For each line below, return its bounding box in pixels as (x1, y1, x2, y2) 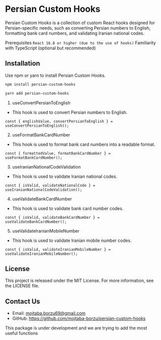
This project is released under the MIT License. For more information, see (5, 277, 154, 284)
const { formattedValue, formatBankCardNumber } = (5, 151, 111, 156)
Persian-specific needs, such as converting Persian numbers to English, (5, 25, 151, 31)
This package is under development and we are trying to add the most (5, 325, 147, 331)
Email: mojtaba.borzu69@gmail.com (12, 310, 86, 316)
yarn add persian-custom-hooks (5, 91, 69, 96)
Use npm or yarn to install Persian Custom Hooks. (5, 72, 106, 78)
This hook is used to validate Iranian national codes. (12, 173, 117, 179)
